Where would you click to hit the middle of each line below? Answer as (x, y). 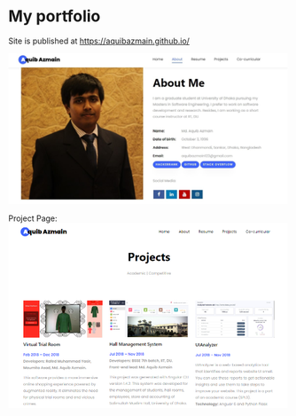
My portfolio (55, 16)
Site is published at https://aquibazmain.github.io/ (99, 41)
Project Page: (33, 218)
